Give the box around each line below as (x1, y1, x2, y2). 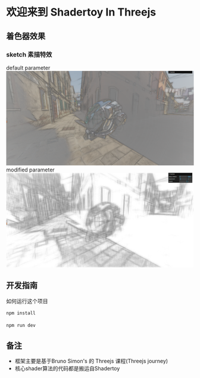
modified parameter (6, 166, 55, 173)
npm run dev (6, 323, 36, 329)
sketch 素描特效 (6, 50, 52, 58)
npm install (6, 310, 36, 316)
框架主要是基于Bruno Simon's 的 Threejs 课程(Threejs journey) (14, 358, 168, 365)
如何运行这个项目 (6, 297, 48, 304)
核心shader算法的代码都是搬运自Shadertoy (14, 365, 120, 372)
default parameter (6, 64, 51, 71)
